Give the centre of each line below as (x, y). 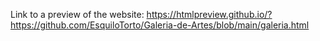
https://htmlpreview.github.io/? (209, 14)
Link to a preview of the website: (77, 14)
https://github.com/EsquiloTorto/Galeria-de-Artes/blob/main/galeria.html (160, 25)
